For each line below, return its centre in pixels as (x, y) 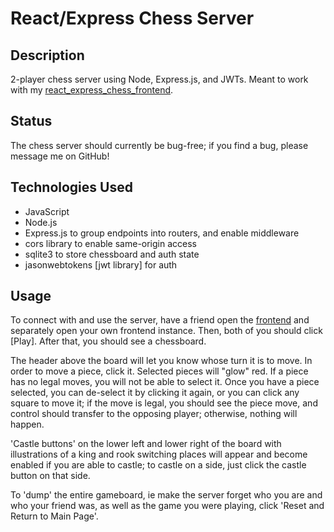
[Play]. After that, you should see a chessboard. (108, 341)
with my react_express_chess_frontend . (92, 90)
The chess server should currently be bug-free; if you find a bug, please (159, 145)
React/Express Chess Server (132, 18)
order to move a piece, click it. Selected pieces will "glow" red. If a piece (159, 371)
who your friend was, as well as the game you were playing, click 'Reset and (167, 506)
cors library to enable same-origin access (110, 243)
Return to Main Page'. (54, 516)
